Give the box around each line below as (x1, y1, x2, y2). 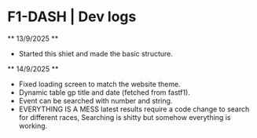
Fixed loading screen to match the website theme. (18, 79, 182, 89)
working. (18, 121, 48, 130)
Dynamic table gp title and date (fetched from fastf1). (18, 87, 190, 97)
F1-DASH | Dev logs (7, 8, 137, 26)
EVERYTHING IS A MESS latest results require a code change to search (18, 104, 250, 114)
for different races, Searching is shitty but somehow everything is (18, 112, 231, 122)
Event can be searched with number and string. (18, 96, 173, 105)
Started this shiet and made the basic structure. (18, 49, 174, 58)
